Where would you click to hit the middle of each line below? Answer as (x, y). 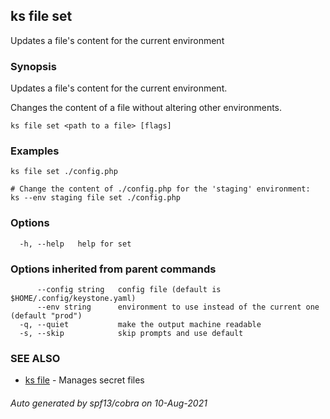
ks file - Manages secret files (84, 380)
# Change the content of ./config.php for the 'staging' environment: (160, 189)
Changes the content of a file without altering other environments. (146, 108)
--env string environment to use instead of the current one (178, 307)
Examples (35, 151)
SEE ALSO (35, 358)
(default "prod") (46, 316)
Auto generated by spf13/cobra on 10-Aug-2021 (109, 403)
